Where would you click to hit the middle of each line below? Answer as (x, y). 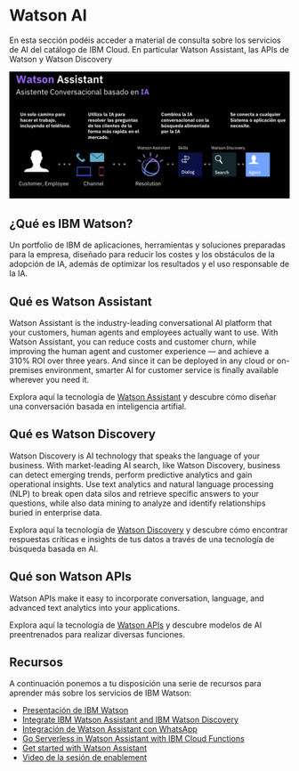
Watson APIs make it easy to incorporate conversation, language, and (137, 598)
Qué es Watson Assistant (81, 301)
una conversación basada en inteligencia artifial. (98, 406)
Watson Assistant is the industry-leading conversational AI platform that (141, 322)
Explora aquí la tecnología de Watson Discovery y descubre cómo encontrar (149, 530)
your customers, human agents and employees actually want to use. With (144, 332)
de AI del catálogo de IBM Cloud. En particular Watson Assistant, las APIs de (149, 49)
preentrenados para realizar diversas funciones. (97, 634)
